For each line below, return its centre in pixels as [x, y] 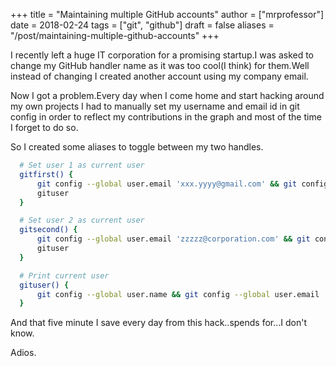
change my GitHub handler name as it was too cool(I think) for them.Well [160, 65]
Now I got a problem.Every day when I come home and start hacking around [167, 95]
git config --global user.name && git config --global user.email [178, 294]
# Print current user [64, 275]
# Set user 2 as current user [82, 220]
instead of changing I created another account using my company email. [159, 76]
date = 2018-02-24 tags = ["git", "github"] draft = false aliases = [142, 25]
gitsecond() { [48, 230]
